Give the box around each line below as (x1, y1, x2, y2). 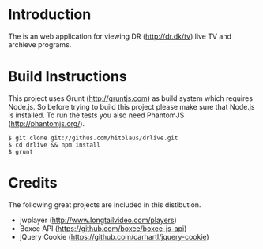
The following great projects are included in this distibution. (8, 199, 201, 210)
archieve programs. (8, 39, 72, 49)
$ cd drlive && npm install (8, 140, 101, 149)
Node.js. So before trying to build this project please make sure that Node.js (8, 102, 255, 111)
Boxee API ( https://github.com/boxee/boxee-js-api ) (19, 223, 187, 233)
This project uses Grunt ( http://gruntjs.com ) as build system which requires (8, 93, 254, 103)
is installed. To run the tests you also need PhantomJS (8, 110, 185, 120)
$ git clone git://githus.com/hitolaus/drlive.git (8, 134, 178, 142)
